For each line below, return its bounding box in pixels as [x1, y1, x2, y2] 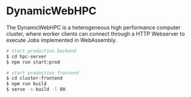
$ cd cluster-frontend [6, 76, 63, 82]
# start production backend [6, 48, 77, 54]
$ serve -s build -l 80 [6, 86, 66, 93]
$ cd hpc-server [6, 54, 47, 60]
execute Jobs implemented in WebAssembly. [6, 36, 117, 43]
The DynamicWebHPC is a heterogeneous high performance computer [6, 24, 181, 31]
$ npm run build [6, 81, 47, 87]
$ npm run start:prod [6, 59, 60, 65]
